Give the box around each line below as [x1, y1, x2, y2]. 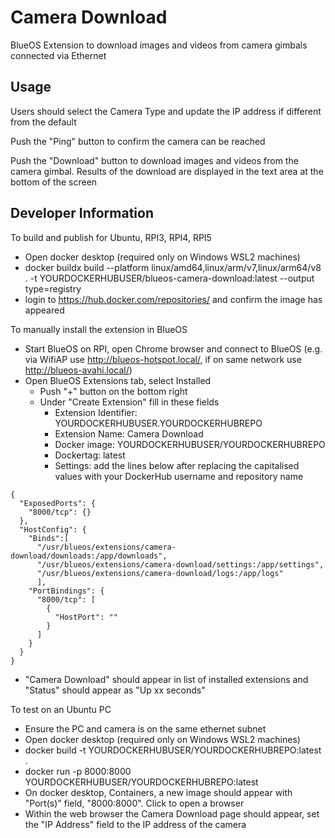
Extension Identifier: [54, 406, 138, 418]
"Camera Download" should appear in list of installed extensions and [24, 673, 309, 685]
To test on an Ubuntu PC [10, 703, 112, 715]
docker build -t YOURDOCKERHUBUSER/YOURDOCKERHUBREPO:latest [24, 744, 322, 756]
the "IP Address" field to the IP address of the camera [24, 818, 247, 830]
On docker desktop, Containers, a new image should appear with [24, 786, 293, 798]
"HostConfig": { [19, 524, 87, 535]
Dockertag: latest [54, 449, 126, 461]
